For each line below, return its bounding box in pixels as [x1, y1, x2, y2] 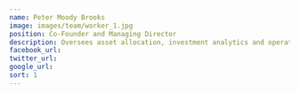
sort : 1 [9, 71, 38, 80]
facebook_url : [9, 46, 62, 55]
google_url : [9, 63, 53, 72]
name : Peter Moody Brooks [9, 12, 105, 22]
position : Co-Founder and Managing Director [9, 29, 177, 38]
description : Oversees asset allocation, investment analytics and [9, 37, 265, 47]
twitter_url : [9, 54, 58, 63]
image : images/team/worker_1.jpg [9, 21, 133, 30]
